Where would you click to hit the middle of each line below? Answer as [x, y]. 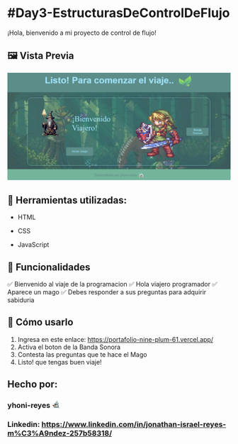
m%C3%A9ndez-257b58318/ [59, 433]
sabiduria [21, 300]
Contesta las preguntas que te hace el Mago [82, 354]
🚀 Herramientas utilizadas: [67, 200]
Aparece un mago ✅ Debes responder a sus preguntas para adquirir [107, 292]
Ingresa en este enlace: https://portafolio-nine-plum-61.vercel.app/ [115, 339]
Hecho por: [33, 384]
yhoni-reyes [29, 406]
